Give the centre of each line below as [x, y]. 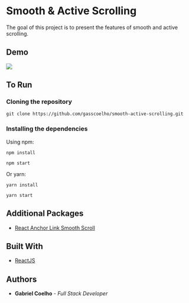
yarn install [22, 185]
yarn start [19, 195]
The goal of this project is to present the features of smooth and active [92, 27]
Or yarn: [16, 174]
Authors [22, 279]
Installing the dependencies [47, 129]
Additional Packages [45, 214]
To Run [19, 85]
